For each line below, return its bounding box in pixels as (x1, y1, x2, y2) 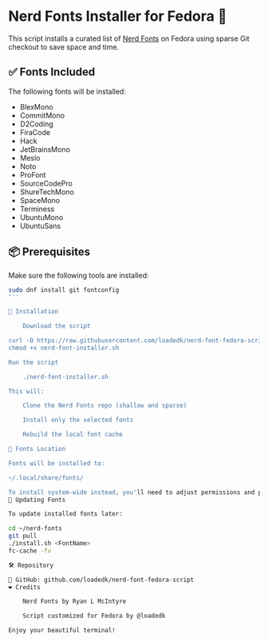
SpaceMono (19, 195, 61, 205)
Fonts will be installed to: (8, 459, 105, 467)
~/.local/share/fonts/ (8, 473, 84, 482)
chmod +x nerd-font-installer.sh (8, 344, 120, 352)
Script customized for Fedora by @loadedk (22, 612, 166, 620)
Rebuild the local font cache (22, 431, 124, 439)
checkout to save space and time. (8, 42, 120, 51)
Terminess (19, 204, 55, 213)
